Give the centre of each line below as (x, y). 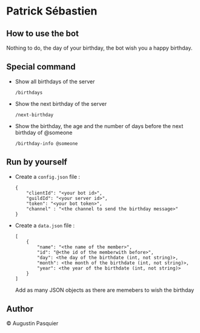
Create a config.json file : (48, 176)
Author (20, 309)
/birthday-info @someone (46, 143)
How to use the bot (42, 34)
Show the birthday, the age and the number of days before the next (99, 126)
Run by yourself (37, 162)
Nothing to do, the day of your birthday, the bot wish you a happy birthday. (99, 48)
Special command (41, 67)
